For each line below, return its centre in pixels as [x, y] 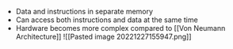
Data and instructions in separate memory [84, 11]
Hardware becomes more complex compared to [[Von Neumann [120, 28]
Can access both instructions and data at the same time [107, 20]
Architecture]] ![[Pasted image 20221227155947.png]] [103, 36]
